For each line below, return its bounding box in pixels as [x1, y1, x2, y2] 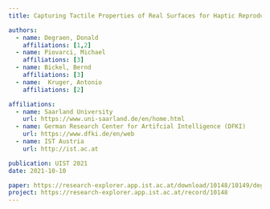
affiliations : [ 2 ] [22, 86, 84, 94]
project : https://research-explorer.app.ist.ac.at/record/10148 [8, 189, 228, 197]
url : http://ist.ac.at [22, 145, 99, 153]
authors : [8, 26, 38, 34]
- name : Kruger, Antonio [15, 78, 103, 86]
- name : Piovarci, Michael [15, 49, 106, 57]
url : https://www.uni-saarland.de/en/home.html [22, 115, 185, 123]
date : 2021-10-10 [8, 167, 67, 175]
